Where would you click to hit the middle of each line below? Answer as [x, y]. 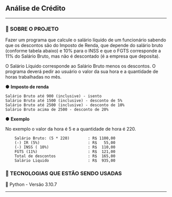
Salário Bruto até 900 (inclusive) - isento [53, 96]
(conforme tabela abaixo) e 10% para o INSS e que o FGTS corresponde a [83, 51]
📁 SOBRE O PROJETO [32, 29]
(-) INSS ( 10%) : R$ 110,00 [65, 147]
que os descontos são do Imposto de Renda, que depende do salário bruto [84, 45]
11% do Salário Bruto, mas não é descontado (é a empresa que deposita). [83, 56]
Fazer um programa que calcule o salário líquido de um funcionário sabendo [86, 40]
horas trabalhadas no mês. [34, 77]
